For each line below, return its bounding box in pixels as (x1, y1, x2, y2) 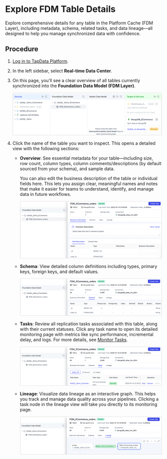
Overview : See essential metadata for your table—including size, (19, 155, 153, 161)
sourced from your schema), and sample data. (19, 166, 115, 172)
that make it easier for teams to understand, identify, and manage (19, 186, 154, 192)
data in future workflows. (19, 191, 71, 197)
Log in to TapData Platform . (12, 58, 69, 64)
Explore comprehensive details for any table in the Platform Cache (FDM (5, 20, 153, 26)
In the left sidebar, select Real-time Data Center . (12, 68, 113, 74)
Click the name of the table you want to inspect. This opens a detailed (12, 140, 156, 146)
